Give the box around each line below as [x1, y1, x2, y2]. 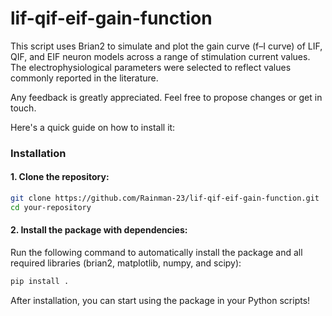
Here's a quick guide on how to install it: [10, 121, 176, 133]
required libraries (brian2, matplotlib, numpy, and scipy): [10, 257, 242, 269]
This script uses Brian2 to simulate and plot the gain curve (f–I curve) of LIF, [10, 40, 323, 52]
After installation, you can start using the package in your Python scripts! [10, 294, 311, 306]
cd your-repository [10, 202, 92, 212]
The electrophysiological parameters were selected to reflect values [10, 61, 292, 73]
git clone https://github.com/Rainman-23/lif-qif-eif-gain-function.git [10, 193, 320, 204]
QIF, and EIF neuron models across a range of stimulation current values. [10, 50, 311, 62]
